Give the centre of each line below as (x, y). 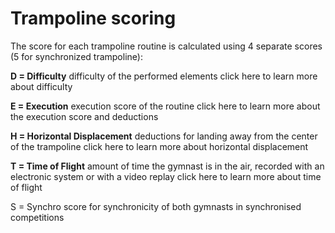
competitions (37, 217)
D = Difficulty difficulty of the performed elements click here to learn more (164, 76)
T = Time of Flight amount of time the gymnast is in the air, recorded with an (167, 166)
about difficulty (41, 86)
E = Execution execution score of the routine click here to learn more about (165, 106)
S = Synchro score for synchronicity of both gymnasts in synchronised (156, 206)
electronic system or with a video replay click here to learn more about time (166, 176)
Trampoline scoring (93, 18)
